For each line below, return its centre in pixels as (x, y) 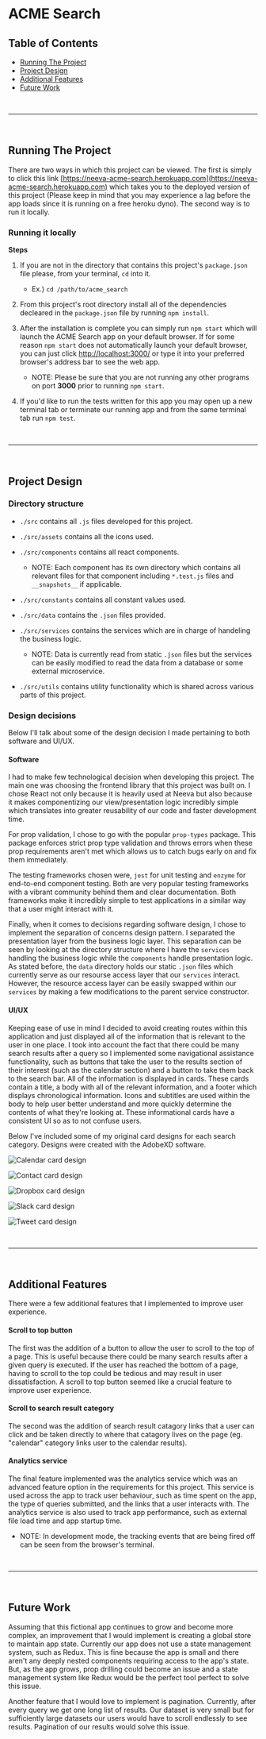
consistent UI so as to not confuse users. (75, 1120)
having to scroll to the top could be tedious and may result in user (115, 1373)
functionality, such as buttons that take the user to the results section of (125, 1062)
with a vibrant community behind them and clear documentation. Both (122, 892)
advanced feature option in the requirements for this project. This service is (131, 1486)
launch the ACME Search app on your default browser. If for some (127, 337)
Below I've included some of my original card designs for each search (122, 1136)
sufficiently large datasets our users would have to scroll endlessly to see (128, 1718)
